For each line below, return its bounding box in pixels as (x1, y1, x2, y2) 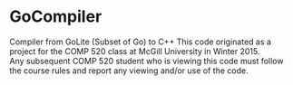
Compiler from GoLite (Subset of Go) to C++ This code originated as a (9, 36, 272, 47)
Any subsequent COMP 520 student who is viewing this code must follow (9, 55, 284, 66)
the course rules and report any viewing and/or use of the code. (9, 65, 249, 76)
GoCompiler (9, 6, 103, 27)
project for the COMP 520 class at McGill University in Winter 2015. (9, 45, 260, 56)
